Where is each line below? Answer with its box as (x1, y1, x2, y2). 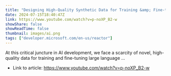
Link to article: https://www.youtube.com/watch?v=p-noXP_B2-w (12, 64, 150, 71)
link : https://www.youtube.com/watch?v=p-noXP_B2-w (5, 17, 117, 22)
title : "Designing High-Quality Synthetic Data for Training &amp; (5, 7, 152, 13)
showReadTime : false (5, 26, 49, 31)
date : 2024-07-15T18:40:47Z (5, 12, 65, 17)
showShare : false (5, 21, 42, 27)
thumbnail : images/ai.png (5, 31, 60, 36)
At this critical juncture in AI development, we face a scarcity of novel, (5, 49, 152, 56)
